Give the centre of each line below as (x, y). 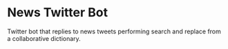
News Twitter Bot (58, 13)
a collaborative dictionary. (44, 38)
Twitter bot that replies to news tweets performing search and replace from (114, 31)
